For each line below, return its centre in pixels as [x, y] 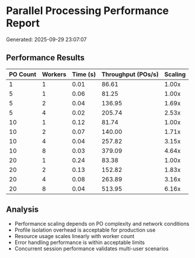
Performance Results [45, 58]
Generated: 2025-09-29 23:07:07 [46, 39]
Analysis [22, 210]
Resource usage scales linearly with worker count [74, 236]
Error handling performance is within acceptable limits [79, 242]
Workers [54, 74]
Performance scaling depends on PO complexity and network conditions [102, 223]
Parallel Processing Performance [88, 11]
